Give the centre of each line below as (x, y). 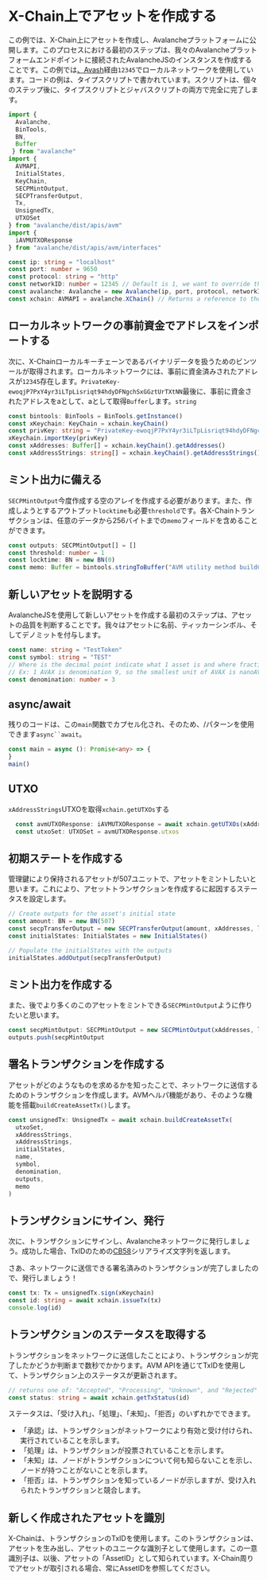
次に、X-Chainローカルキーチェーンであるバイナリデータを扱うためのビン (129, 361)
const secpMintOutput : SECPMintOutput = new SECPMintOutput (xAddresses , (131, 1031)
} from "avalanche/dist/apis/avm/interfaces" (85, 247)
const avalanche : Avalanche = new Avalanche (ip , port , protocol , (118, 292)
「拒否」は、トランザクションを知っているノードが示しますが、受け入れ (138, 1481)
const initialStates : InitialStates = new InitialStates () (108, 936)
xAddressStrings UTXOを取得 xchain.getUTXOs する (89, 809)
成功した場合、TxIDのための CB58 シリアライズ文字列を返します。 (128, 1251)
